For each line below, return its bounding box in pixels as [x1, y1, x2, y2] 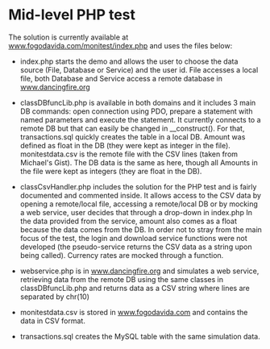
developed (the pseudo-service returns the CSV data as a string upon [19, 242, 252, 251]
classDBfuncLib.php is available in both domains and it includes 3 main [19, 98, 256, 107]
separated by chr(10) [19, 292, 90, 301]
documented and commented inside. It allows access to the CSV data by [19, 190, 262, 200]
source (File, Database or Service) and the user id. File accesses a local [19, 64, 259, 74]
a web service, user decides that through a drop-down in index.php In [19, 207, 252, 217]
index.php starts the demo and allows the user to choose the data [19, 56, 239, 66]
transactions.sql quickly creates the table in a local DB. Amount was [19, 131, 246, 142]
